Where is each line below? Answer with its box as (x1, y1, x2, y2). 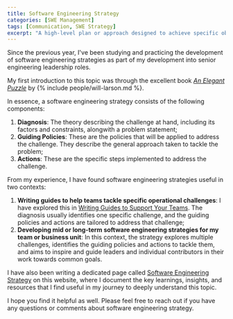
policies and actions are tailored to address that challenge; (17, 219, 185, 227)
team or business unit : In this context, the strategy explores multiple (17, 233, 214, 241)
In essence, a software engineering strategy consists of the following (7, 98, 205, 106)
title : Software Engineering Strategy (7, 10, 119, 17)
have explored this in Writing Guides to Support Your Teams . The (17, 203, 203, 212)
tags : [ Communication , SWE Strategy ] (7, 23, 116, 30)
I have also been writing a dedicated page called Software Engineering (7, 268, 209, 277)
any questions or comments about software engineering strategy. (7, 304, 194, 312)
